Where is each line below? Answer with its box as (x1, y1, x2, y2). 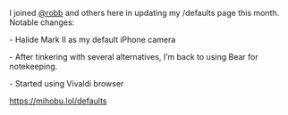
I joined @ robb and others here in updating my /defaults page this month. (9, 8, 280, 18)
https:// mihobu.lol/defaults (9, 95, 107, 106)
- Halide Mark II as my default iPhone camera (9, 35, 176, 45)
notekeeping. (9, 62, 58, 71)
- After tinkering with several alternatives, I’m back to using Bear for (9, 52, 258, 62)
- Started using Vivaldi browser (9, 78, 124, 88)
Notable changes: (9, 17, 75, 28)
